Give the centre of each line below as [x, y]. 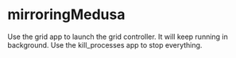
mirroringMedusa [66, 15]
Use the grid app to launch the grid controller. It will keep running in [118, 37]
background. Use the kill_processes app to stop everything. [105, 44]
